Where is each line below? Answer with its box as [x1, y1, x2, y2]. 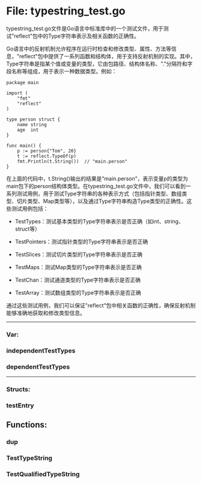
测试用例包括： [11, 205, 49, 212]
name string [17, 121, 47, 127]
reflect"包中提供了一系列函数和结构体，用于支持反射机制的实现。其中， [19, 52, 196, 59]
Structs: [6, 386, 31, 393]
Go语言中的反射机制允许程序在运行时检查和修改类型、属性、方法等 [6, 45, 171, 52]
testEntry [6, 401, 34, 410]
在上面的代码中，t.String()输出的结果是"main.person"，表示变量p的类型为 [6, 175, 188, 182]
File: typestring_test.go [6, 4, 126, 18]
